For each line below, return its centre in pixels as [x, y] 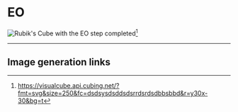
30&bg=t [30, 101]
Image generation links [59, 62]
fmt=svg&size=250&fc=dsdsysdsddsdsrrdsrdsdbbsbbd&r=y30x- [113, 94]
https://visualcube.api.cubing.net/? [68, 86]
